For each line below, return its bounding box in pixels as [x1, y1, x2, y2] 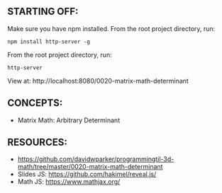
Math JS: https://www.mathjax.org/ [17, 177, 121, 186]
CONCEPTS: [7, 97, 63, 109]
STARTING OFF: [7, 6, 79, 18]
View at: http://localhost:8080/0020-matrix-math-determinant [7, 76, 189, 85]
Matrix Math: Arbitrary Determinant [17, 116, 121, 124]
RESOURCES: [7, 136, 67, 148]
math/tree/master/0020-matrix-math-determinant [17, 163, 163, 171]
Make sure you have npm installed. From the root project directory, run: [7, 24, 216, 33]
